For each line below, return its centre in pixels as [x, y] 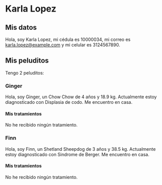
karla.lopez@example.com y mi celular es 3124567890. [63, 45]
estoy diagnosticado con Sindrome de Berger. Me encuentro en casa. [77, 154]
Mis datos [21, 27]
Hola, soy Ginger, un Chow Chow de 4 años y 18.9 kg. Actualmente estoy [81, 97]
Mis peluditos [27, 61]
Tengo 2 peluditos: [25, 73]
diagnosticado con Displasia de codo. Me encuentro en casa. [69, 102]
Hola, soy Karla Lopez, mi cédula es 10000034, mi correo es [68, 39]
